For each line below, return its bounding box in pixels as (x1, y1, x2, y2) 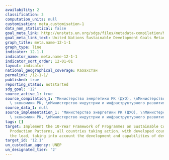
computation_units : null (5, 17, 57, 22)
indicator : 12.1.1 (5, 49, 44, 54)
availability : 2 (5, 7, 39, 13)
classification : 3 (5, 12, 44, 17)
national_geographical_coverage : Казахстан (5, 68, 98, 73)
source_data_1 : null (5, 105, 49, 110)
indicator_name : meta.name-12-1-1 (5, 54, 78, 59)
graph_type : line (5, 45, 42, 50)
